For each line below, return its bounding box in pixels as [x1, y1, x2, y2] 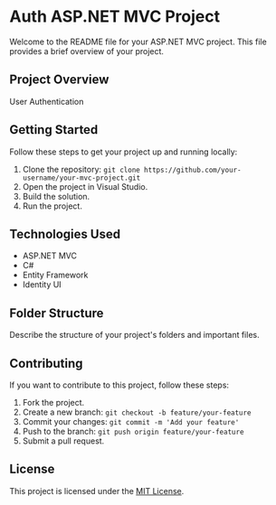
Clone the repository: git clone [22, 164, 140, 174]
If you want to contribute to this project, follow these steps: [9, 379, 229, 390]
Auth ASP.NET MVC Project [9, 6, 220, 27]
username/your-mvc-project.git [22, 173, 141, 182]
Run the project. [22, 201, 83, 211]
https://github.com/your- [143, 165, 242, 174]
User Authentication [9, 96, 84, 107]
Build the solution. [22, 191, 90, 201]
